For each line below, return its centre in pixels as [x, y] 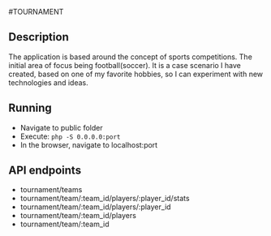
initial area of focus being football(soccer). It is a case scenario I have [125, 65]
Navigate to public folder [61, 127]
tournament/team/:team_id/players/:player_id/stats [105, 199]
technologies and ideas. [48, 82]
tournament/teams [51, 190]
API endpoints [45, 171]
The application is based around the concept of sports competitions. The [131, 57]
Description [39, 37]
